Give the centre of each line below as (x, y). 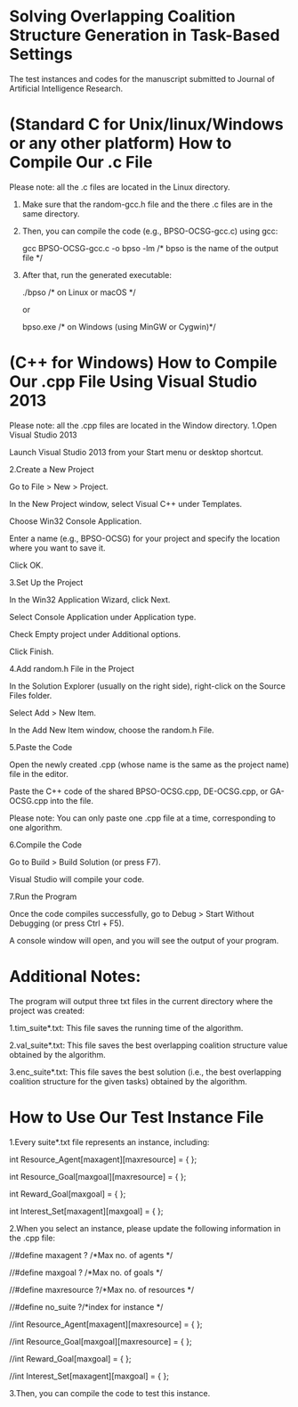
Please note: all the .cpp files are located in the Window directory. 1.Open (143, 425)
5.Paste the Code (41, 747)
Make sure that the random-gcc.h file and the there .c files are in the (147, 204)
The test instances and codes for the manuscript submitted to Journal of (142, 78)
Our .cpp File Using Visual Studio (133, 382)
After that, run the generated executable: (97, 274)
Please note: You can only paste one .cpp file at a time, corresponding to (142, 818)
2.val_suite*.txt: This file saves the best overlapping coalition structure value (149, 1045)
